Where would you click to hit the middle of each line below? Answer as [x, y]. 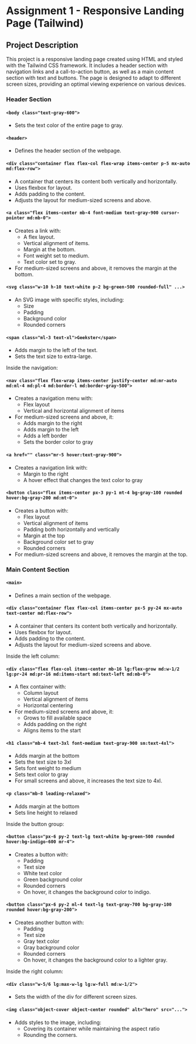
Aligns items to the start [52, 731]
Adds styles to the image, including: [58, 1022]
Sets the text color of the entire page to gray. [69, 125]
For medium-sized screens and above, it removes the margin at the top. [101, 554]
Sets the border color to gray [58, 442]
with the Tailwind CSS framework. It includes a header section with [87, 65]
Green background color [53, 879]
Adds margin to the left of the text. [56, 350]
